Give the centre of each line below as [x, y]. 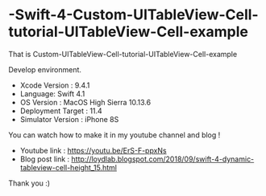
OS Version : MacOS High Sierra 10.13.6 [85, 102]
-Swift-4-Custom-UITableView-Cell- [134, 15]
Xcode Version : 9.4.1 [55, 85]
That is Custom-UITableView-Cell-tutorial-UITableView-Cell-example [123, 54]
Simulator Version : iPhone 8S [69, 119]
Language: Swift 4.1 [52, 93]
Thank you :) [29, 183]
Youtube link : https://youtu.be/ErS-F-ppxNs [93, 150]
